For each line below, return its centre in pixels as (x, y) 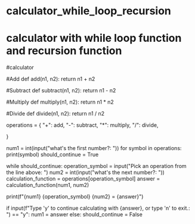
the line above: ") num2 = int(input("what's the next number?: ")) (86, 172)
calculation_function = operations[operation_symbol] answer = (83, 179)
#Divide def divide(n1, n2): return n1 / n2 (55, 114)
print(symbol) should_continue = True (52, 155)
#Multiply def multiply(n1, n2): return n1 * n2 (60, 102)
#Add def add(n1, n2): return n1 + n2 (51, 79)
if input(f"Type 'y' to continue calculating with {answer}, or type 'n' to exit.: (98, 208)
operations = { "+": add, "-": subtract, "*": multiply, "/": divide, (82, 125)
